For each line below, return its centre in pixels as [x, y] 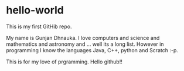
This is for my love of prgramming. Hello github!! [64, 62]
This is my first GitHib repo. [39, 26]
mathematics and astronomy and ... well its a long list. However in [85, 44]
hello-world [35, 10]
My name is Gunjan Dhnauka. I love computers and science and [83, 38]
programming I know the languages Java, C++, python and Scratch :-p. [92, 50]
